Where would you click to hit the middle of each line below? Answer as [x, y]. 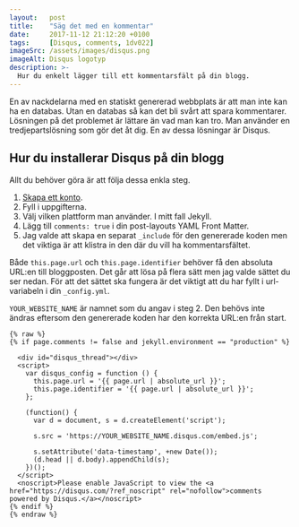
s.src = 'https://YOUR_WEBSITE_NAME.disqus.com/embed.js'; [145, 436]
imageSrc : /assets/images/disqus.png [80, 51]
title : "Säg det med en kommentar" [81, 26]
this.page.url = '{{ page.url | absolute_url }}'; [129, 381]
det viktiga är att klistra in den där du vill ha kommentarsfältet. [136, 245]
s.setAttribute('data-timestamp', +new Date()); [125, 452]
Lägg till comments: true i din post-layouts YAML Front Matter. [136, 226]
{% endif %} [31, 506]
